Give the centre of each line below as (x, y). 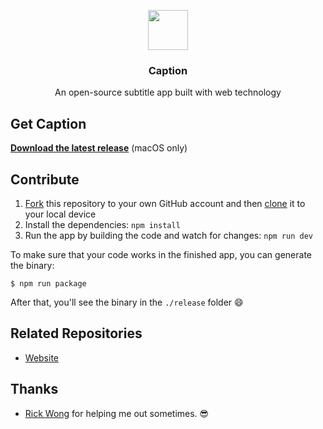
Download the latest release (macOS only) (99, 148)
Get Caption (48, 123)
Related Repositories (76, 333)
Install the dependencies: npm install (102, 224)
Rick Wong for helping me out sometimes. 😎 (117, 413)
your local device (60, 214)
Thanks (34, 389)
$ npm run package (48, 283)
